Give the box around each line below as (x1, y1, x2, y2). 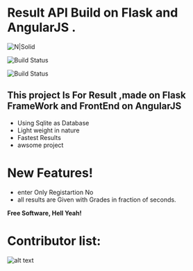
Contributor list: (7, 233, 101, 249)
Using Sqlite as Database (17, 119, 90, 127)
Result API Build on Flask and (7, 5, 178, 21)
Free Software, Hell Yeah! (7, 209, 82, 217)
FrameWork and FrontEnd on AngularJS (7, 100, 182, 112)
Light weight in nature (17, 126, 80, 134)
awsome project (17, 141, 64, 149)
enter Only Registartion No (17, 188, 94, 196)
